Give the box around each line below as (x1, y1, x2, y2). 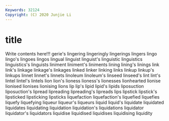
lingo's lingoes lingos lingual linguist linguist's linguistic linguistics (5, 56, 143, 63)
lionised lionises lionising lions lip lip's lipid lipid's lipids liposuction (5, 83, 144, 89)
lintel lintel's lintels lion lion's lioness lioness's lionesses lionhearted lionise (5, 78, 161, 84)
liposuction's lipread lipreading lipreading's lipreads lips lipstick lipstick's (5, 88, 157, 95)
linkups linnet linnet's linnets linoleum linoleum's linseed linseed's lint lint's (5, 72, 161, 79)
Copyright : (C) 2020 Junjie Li (5, 12, 72, 17)
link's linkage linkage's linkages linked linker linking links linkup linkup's (5, 67, 155, 73)
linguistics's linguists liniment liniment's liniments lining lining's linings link (5, 62, 160, 68)
